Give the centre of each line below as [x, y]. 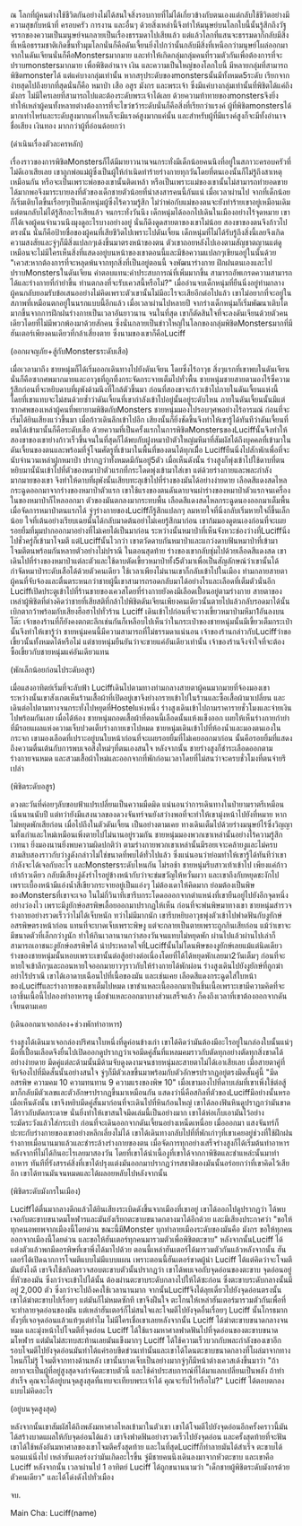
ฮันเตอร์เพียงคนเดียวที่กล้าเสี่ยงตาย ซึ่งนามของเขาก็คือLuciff [98, 333]
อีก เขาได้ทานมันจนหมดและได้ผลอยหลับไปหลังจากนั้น [89, 1173]
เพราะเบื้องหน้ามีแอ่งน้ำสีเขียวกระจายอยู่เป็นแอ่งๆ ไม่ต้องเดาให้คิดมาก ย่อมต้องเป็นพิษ [133, 885]
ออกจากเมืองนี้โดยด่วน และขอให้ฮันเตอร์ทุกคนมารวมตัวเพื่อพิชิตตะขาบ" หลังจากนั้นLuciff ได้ [147, 1239]
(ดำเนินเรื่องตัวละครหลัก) [47, 144]
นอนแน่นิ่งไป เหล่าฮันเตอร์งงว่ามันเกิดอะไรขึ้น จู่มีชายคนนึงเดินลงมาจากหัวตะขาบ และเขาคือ [142, 1457]
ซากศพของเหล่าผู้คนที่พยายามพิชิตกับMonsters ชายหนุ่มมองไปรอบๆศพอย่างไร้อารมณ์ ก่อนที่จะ [150, 410]
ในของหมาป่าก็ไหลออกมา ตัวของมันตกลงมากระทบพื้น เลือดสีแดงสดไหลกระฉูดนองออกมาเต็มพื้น [150, 500]
